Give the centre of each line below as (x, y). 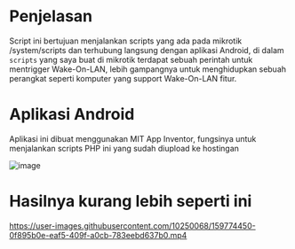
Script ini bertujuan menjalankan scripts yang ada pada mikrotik (126, 41)
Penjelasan (51, 16)
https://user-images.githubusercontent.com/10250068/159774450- (132, 226)
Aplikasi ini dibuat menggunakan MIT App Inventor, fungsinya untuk (133, 138)
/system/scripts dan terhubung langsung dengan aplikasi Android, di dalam (147, 50)
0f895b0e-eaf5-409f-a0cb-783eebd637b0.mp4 (98, 235)
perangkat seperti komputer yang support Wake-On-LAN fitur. (123, 78)
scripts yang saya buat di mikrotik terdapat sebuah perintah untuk (131, 59)
